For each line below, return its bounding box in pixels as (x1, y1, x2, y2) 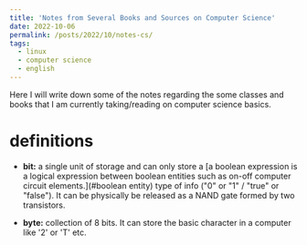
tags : (9, 38, 30, 48)
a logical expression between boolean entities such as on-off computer (22, 170, 291, 181)
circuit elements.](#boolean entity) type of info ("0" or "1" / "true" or (22, 179, 280, 191)
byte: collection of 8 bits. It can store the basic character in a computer (22, 217, 291, 228)
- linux (17, 47, 48, 56)
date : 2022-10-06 (9, 22, 76, 31)
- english (17, 65, 55, 74)
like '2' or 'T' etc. (22, 227, 87, 238)
